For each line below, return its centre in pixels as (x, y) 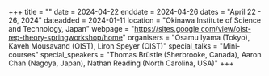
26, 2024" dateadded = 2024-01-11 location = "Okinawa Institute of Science (134, 20)
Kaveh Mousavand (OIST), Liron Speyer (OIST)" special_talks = (113, 46)
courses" (23, 55)
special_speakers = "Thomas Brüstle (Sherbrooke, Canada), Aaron (151, 55)
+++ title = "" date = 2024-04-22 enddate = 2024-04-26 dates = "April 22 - (135, 12)
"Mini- (230, 46)
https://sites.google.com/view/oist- (193, 29)
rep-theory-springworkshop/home (65, 37)
